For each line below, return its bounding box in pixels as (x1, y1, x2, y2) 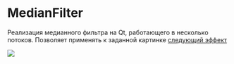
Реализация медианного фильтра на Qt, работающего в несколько (7, 28, 209, 37)
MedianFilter (7, 5, 83, 21)
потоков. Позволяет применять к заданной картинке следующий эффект (7, 35, 228, 44)
